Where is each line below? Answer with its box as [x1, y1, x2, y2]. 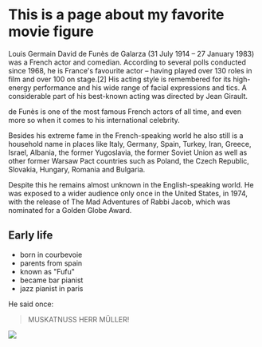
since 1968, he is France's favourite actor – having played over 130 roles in [8, 65, 252, 75]
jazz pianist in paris [19, 283, 84, 293]
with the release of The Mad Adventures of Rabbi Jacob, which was [8, 197, 231, 207]
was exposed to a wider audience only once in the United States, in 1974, [8, 188, 248, 198]
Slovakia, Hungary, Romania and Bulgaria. [8, 164, 146, 174]
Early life [8, 229, 53, 243]
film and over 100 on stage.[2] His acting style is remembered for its [8, 74, 232, 84]
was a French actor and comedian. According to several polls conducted [8, 57, 247, 67]
